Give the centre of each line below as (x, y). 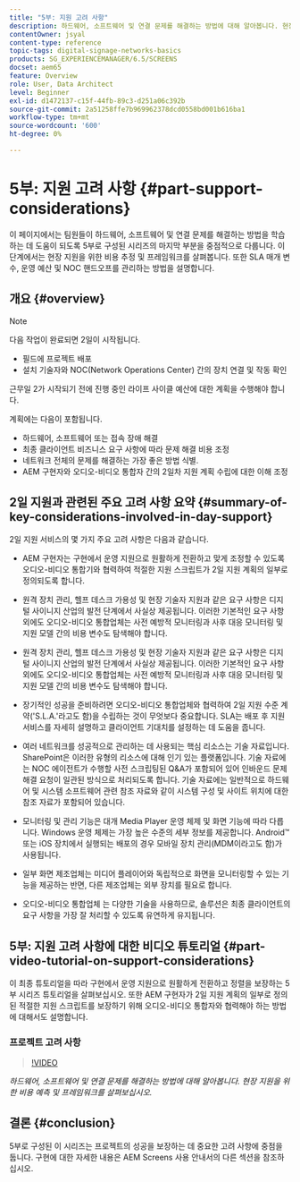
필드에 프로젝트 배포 (57, 358)
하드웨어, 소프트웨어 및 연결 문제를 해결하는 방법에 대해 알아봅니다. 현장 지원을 (145, 1081)
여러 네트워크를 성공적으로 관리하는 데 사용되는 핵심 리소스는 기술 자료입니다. (156, 746)
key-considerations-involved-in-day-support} (141, 517)
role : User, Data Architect (62, 84)
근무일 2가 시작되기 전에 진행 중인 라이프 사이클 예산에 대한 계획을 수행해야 (139, 388)
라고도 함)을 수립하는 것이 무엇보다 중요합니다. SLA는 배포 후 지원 (171, 716)
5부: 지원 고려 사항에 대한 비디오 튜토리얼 (115, 946)
